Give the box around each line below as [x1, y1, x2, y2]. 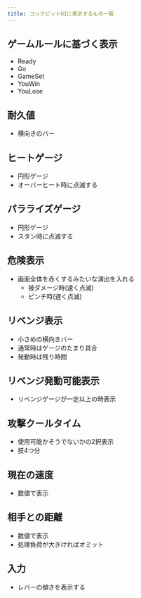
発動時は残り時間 [17, 352, 67, 361]
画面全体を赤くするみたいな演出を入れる [17, 274, 135, 283]
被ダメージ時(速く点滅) [27, 283, 95, 292]
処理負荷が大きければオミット [17, 540, 104, 549]
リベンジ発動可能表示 [7, 374, 100, 387]
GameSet [17, 72, 45, 81]
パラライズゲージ [7, 203, 81, 215]
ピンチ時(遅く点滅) [27, 292, 82, 300]
